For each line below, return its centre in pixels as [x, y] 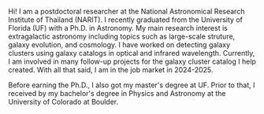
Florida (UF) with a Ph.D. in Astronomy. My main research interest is [118, 28]
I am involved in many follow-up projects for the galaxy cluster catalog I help [132, 61]
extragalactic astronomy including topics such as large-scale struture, [122, 36]
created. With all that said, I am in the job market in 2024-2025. [111, 70]
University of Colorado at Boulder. [63, 102]
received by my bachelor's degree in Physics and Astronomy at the [117, 93]
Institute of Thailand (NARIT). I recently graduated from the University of [125, 20]
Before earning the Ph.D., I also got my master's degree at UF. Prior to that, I [132, 85]
